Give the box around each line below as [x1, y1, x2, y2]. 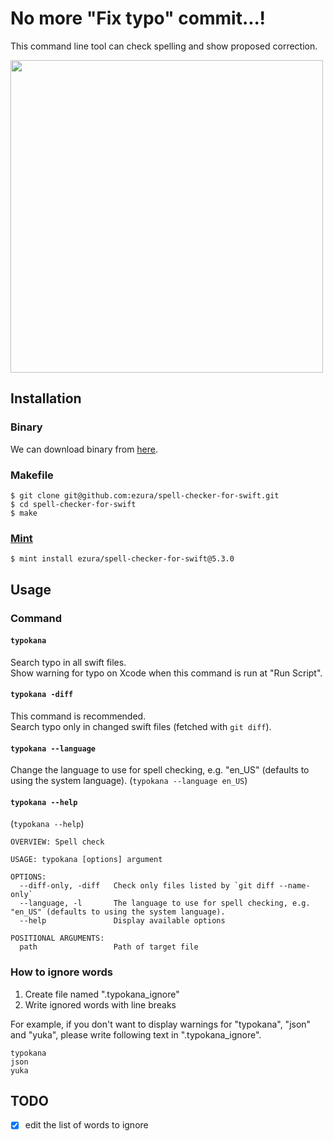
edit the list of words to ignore [24, 1119, 149, 1131]
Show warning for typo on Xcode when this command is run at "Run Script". [10, 667, 323, 679]
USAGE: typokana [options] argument [10, 855, 163, 865]
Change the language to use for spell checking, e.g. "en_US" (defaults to [10, 764, 310, 776]
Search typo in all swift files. [10, 656, 127, 668]
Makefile [10, 468, 54, 482]
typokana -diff [10, 690, 74, 700]
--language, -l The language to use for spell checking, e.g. [19, 898, 311, 909]
